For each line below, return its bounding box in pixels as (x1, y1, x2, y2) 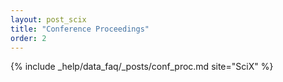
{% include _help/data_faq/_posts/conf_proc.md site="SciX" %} (10, 61, 274, 73)
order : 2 (10, 33, 47, 43)
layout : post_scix (10, 14, 87, 25)
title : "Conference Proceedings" (10, 24, 150, 34)
